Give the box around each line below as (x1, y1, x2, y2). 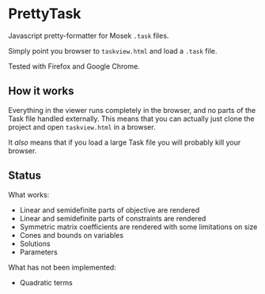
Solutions (19, 239, 51, 248)
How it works (8, 85, 74, 98)
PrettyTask (8, 5, 81, 23)
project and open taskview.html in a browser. (8, 122, 156, 131)
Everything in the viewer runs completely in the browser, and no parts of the (8, 105, 256, 115)
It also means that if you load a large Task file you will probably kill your (8, 138, 241, 147)
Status (8, 169, 42, 183)
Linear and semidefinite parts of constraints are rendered (19, 213, 206, 223)
